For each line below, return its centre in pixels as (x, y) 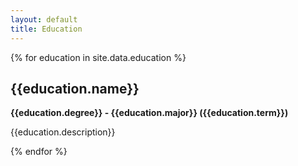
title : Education (46, 29)
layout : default (44, 19)
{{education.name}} (75, 88)
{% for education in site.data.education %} (98, 57)
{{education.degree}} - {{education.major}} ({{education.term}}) (149, 113)
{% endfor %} (39, 152)
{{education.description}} (63, 132)
